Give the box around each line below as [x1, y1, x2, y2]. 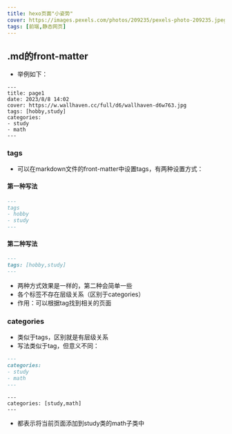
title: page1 [7, 90, 45, 97]
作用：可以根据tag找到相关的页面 [17, 298, 112, 307]
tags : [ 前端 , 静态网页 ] [7, 23, 66, 30]
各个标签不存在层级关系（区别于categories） [17, 290, 145, 298]
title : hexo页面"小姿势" [7, 10, 74, 17]
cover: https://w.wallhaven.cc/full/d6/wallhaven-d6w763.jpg [7, 102, 187, 109]
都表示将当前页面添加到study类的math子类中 [17, 419, 145, 427]
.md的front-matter [7, 50, 88, 62]
